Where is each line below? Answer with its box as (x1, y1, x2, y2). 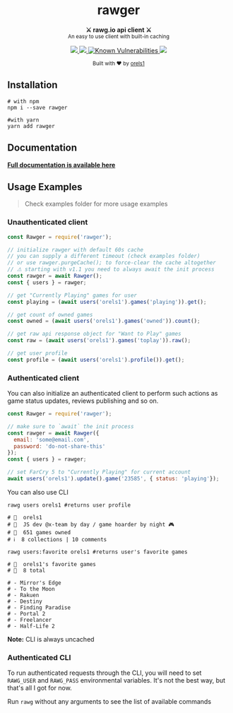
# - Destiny (7, 598, 42, 605)
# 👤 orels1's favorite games (7, 560, 97, 567)
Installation (7, 79, 58, 91)
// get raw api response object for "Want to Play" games (7, 331, 181, 338)
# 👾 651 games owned (7, 529, 71, 536)
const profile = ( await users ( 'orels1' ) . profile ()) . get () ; (7, 356, 185, 363)
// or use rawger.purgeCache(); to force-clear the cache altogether (7, 259, 217, 266)
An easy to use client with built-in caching (68, 33, 169, 40)
